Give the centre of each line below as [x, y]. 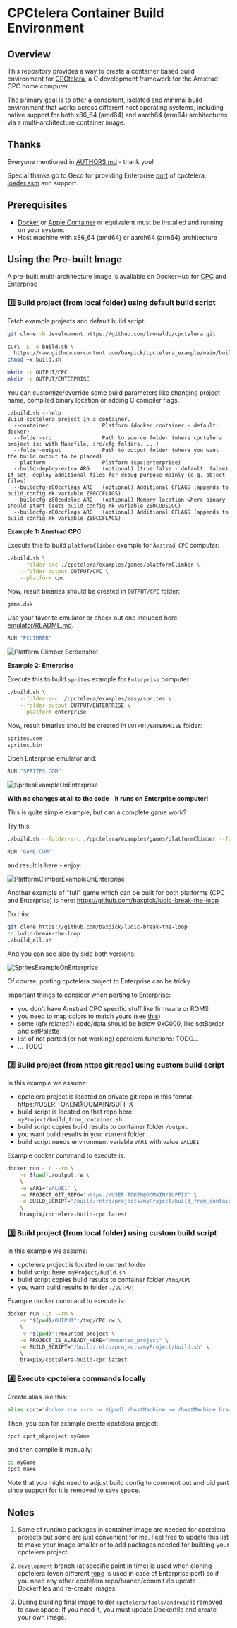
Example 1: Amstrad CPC [44, 531]
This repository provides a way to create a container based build [101, 71]
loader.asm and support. [43, 183]
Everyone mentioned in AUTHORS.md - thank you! [80, 161]
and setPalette [38, 1031]
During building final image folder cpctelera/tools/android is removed [120, 1602]
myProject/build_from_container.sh [70, 1120]
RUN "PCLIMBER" [30, 638]
